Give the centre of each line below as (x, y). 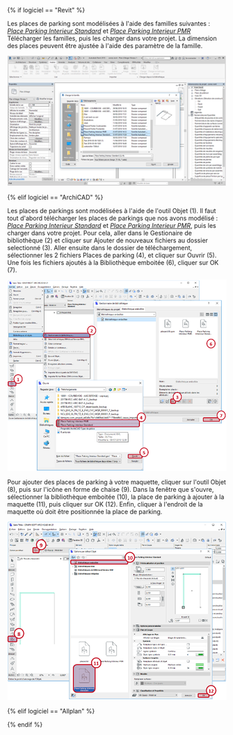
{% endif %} (25, 725)
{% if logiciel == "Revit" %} (46, 10)
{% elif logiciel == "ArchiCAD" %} (55, 197)
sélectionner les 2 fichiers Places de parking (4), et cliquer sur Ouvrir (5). (112, 255)
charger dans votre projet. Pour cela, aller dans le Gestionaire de (100, 233)
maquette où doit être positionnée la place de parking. (85, 511)
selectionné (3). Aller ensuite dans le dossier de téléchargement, (100, 248)
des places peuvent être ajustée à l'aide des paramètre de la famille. (105, 46)
